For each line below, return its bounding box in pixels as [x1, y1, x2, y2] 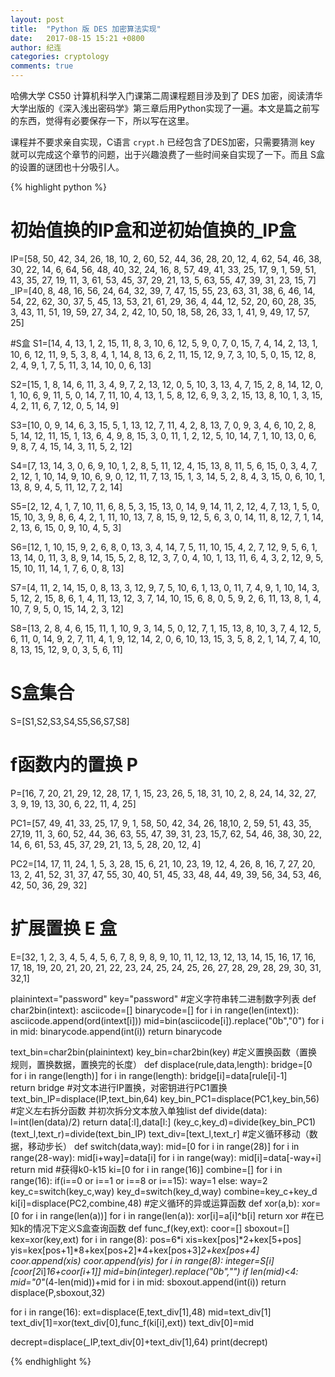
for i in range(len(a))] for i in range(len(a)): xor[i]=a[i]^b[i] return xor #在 [21, 1209, 316, 1221]
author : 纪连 [10, 42, 62, 53]
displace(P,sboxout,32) [10, 1286, 106, 1298]
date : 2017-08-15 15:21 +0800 [10, 33, 145, 43]
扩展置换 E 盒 [10, 917, 118, 940]
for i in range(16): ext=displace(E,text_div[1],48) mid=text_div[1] [10, 1306, 272, 1318]
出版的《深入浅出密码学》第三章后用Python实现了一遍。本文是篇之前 [27, 102, 312, 114]
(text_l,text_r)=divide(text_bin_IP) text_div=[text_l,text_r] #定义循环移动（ [10, 1127, 310, 1140]
